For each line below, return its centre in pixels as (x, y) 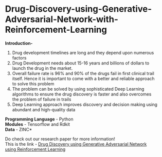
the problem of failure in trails (42, 99)
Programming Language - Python (39, 119)
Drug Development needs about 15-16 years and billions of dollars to (81, 63)
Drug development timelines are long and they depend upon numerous (83, 53)
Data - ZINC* (19, 129)
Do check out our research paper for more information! (60, 139)
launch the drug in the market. (42, 68)
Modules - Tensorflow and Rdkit (37, 124)
